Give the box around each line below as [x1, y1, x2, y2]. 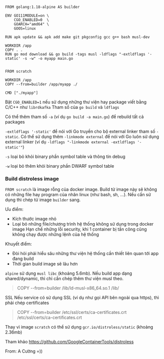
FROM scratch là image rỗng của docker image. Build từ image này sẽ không [5, 186, 158, 192]
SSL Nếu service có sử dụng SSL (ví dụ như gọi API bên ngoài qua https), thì [5, 295, 159, 301]
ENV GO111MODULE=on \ [5, 13, 49, 18]
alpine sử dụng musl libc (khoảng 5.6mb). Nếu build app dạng [5, 270, 132, 277]
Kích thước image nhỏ [12, 216, 57, 222]
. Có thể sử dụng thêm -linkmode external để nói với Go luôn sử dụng [18, 134, 159, 139]
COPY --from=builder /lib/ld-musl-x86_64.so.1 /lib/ [17, 285, 119, 291]
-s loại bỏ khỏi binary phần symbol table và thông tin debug [5, 154, 126, 159]
